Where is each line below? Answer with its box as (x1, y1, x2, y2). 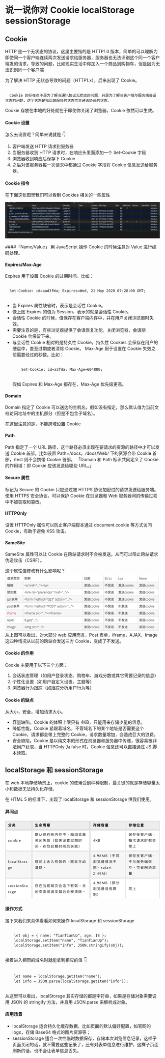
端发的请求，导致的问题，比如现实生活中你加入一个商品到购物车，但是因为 (5, 61, 156, 66)
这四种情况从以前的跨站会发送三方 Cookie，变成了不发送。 (5, 638, 124, 644)
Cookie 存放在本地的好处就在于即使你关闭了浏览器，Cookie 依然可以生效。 (5, 108, 157, 113)
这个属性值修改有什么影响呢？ (5, 568, 65, 574)
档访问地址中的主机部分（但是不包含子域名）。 (5, 411, 98, 416)
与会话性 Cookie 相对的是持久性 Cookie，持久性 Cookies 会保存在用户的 (12, 340, 158, 346)
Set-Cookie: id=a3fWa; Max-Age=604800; (21, 367, 103, 372)
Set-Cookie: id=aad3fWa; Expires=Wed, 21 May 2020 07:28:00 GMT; (9, 289, 146, 294)
